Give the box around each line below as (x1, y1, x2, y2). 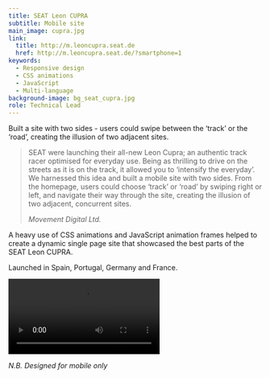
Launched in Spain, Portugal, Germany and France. (8, 263, 178, 273)
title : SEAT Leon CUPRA (8, 11, 89, 20)
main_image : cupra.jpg (8, 27, 85, 35)
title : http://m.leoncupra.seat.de (15, 42, 135, 50)
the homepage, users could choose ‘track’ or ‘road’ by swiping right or (27, 182, 263, 191)
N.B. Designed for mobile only (8, 361, 108, 371)
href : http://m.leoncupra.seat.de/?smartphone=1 (15, 49, 182, 57)
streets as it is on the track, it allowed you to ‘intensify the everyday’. (27, 165, 255, 175)
